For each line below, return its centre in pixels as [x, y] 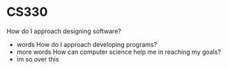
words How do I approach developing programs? [87, 44]
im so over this [38, 59]
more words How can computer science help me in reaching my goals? [119, 52]
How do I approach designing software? [64, 31]
